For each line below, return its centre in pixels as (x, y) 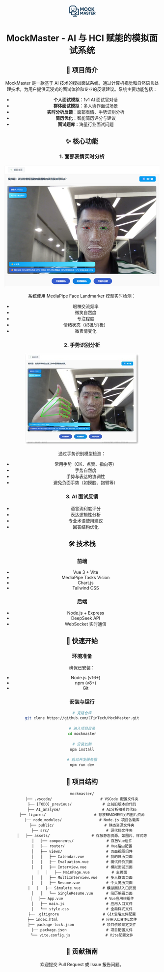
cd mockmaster (82, 734)
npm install (82, 749)
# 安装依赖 (82, 744)
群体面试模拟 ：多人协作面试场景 (86, 105)
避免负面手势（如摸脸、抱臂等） (86, 483)
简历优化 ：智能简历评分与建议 (85, 118)
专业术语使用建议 (85, 521)
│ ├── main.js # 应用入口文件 (82, 904)
